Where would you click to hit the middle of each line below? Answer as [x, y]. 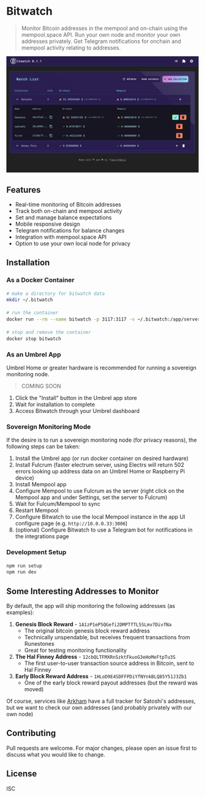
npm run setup [24, 566]
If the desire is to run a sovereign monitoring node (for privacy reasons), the [102, 440]
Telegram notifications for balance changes [70, 230]
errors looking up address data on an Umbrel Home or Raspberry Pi [100, 472]
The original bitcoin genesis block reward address [87, 631]
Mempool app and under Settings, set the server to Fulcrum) [91, 497]
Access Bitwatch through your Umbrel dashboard [77, 410]
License [22, 774]
